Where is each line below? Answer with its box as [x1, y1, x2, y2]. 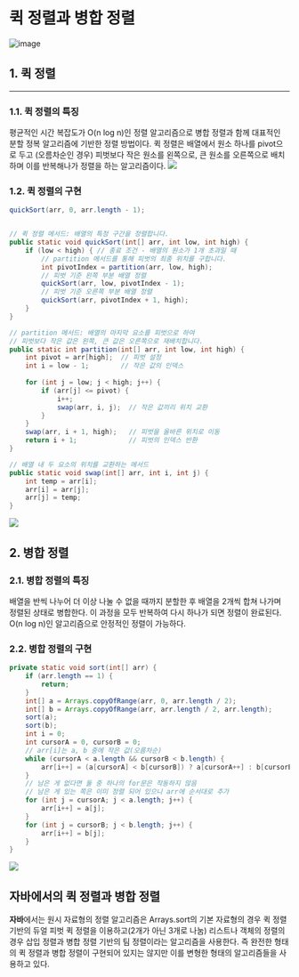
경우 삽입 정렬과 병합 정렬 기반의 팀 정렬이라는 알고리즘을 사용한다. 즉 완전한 [9, 936, 273, 948]
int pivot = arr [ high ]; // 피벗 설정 [25, 353, 162, 362]
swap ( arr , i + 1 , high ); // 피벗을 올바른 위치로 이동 [25, 428, 221, 437]
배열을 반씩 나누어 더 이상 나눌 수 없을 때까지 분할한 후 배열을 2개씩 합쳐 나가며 [9, 595, 282, 606]
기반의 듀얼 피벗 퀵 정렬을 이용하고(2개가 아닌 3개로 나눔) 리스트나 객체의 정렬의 [9, 925, 286, 936]
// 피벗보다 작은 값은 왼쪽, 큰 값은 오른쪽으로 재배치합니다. [9, 336, 204, 345]
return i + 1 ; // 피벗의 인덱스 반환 [25, 436, 198, 445]
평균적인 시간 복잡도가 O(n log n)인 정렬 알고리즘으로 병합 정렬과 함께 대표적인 [9, 127, 281, 138]
